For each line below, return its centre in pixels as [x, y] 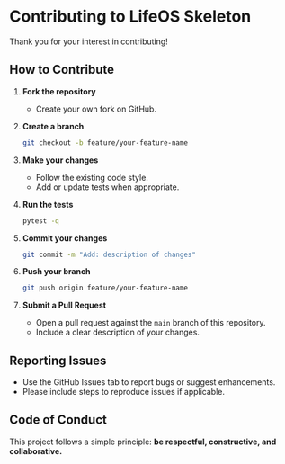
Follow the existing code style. [92, 177]
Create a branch [53, 126]
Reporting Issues [58, 360]
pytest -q [41, 221]
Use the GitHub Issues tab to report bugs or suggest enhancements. [149, 382]
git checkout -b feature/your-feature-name [105, 143]
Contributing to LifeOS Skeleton [130, 17]
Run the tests [48, 204]
